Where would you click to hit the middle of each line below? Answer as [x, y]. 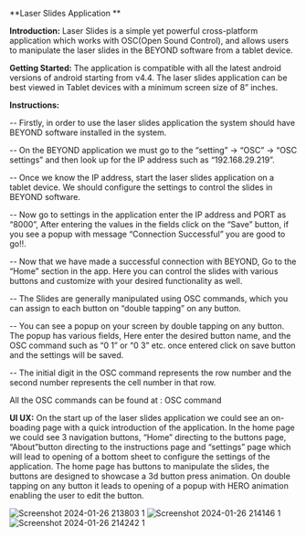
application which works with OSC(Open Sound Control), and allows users [149, 41]
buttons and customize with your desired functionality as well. [126, 281]
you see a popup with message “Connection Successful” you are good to [148, 234]
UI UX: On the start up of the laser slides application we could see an [139, 418]
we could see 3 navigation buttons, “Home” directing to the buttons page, [148, 437]
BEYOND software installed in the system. [88, 132]
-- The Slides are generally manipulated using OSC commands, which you [149, 299]
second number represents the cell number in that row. [113, 382]
